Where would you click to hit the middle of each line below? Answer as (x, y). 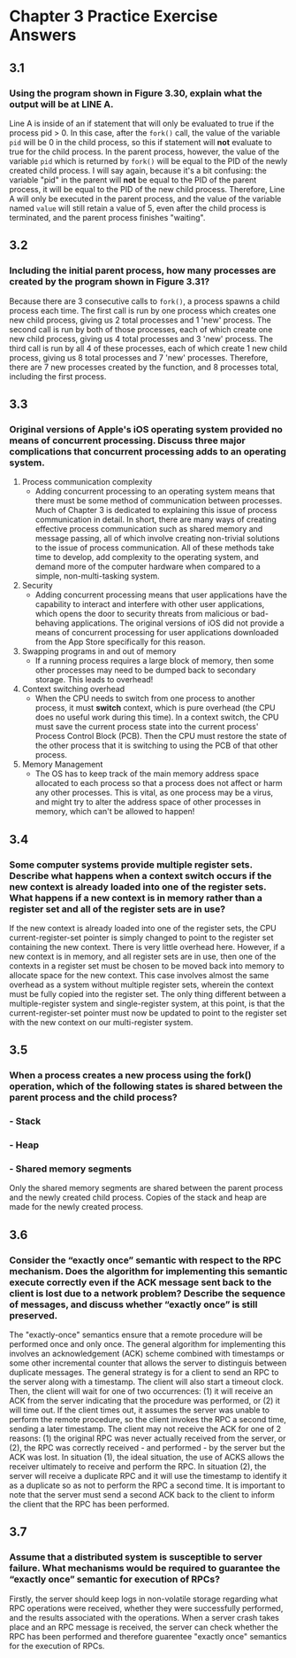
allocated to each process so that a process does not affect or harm (159, 783)
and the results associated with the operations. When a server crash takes (144, 1617)
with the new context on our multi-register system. (101, 1022)
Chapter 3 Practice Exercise (114, 16)
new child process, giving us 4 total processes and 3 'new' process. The (141, 339)
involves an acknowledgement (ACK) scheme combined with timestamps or (147, 1354)
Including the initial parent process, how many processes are (143, 270)
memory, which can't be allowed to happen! (115, 812)
